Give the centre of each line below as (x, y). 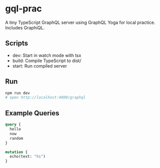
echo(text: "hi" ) (28, 157)
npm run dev (17, 93)
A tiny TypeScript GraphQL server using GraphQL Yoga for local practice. (80, 22)
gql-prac (24, 9)
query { (13, 125)
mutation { (16, 152)
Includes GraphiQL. (25, 27)
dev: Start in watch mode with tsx (47, 55)
